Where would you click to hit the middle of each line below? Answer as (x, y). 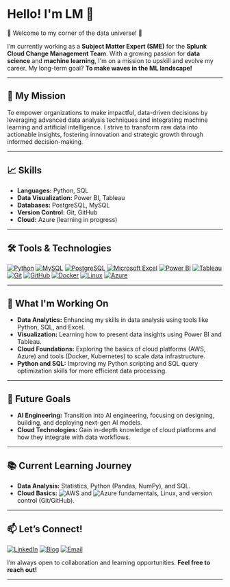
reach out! (22, 570)
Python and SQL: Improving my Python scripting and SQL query (107, 364)
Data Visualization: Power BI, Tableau (71, 197)
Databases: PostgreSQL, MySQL (63, 205)
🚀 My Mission (37, 96)
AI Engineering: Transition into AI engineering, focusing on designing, (116, 415)
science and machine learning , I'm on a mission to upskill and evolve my (110, 60)
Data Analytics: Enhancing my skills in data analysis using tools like (113, 320)
